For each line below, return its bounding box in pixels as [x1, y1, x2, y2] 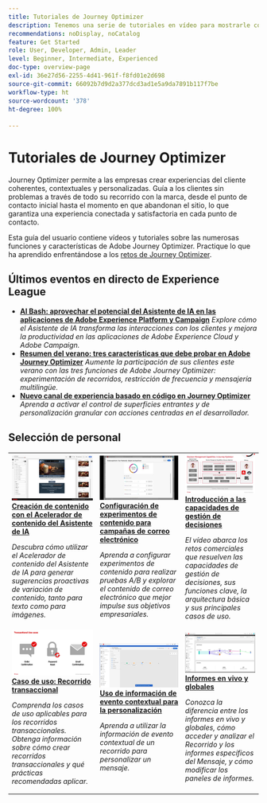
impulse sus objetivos [99, 601, 171, 610]
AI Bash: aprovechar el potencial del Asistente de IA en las [19, 306, 216, 316]
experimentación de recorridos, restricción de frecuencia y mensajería [19, 374, 252, 384]
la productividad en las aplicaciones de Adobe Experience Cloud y [19, 331, 239, 341]
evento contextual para [99, 696, 179, 706]
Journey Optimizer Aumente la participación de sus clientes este [19, 357, 235, 366]
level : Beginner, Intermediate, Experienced [8, 55, 158, 63]
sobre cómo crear [11, 743, 71, 752]
